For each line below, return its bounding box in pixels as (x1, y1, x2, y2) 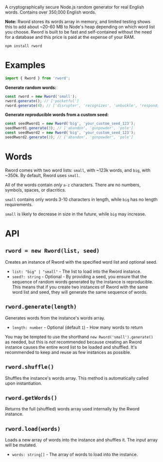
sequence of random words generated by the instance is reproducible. (12, 279, 154, 284)
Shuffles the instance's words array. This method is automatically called (5, 375, 149, 381)
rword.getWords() (5, 394, 57, 401)
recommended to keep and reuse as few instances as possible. (5, 349, 131, 355)
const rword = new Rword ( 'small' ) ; (5, 94, 77, 99)
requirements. (5, 201, 33, 207)
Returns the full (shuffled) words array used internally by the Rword (5, 406, 140, 412)
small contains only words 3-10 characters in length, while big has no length (5, 196, 158, 202)
